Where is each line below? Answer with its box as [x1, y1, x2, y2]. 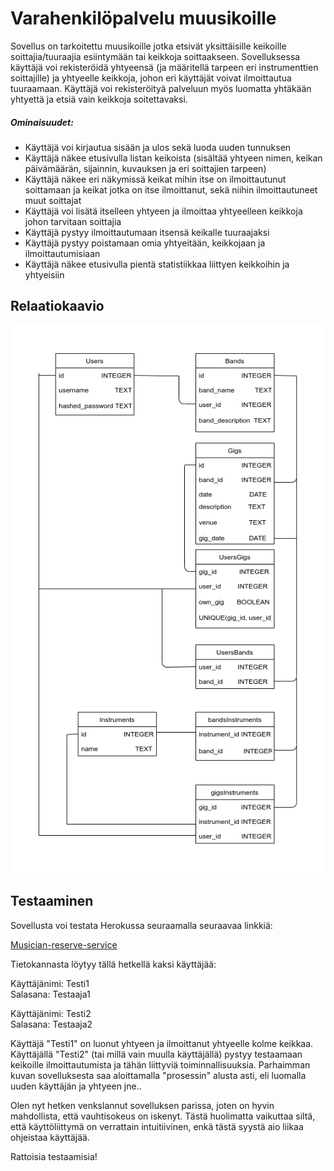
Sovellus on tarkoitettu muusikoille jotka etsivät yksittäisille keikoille [10, 40, 287, 52]
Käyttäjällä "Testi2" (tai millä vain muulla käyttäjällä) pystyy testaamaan [10, 1048, 303, 1060]
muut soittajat [24, 194, 82, 206]
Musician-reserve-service [10, 938, 118, 951]
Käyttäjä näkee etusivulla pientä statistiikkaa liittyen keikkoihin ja [24, 258, 290, 270]
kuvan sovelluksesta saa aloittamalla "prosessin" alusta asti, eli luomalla [10, 1069, 307, 1081]
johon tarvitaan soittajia [24, 215, 122, 227]
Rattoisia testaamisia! [10, 1150, 98, 1162]
